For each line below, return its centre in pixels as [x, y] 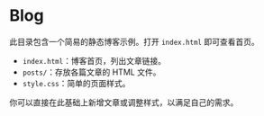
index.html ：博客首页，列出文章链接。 [94, 60]
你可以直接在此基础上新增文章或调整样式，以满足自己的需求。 [124, 102]
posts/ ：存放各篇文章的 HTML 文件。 [91, 72]
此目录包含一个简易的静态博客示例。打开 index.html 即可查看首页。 [134, 41]
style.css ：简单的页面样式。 [76, 83]
